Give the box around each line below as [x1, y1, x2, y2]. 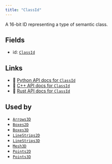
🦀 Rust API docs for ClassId [12, 88, 71, 94]
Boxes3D [12, 128, 29, 133]
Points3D [12, 154, 31, 159]
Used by [5, 102, 32, 111]
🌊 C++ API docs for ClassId [12, 83, 70, 89]
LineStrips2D [12, 133, 40, 138]
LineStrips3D [12, 138, 40, 144]
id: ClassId [12, 49, 35, 56]
